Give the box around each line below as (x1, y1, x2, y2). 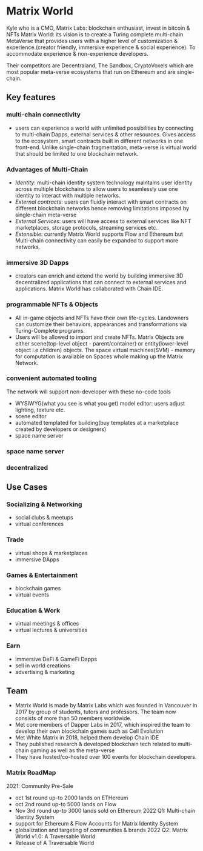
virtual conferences (15, 520, 64, 528)
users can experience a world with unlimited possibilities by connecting (15, 124, 194, 132)
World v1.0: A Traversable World (15, 832, 96, 840)
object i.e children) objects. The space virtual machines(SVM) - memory (15, 346, 196, 353)
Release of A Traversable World (15, 839, 95, 846)
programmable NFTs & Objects (6, 300, 99, 309)
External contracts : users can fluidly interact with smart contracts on (15, 198, 187, 205)
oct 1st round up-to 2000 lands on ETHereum (15, 794, 128, 801)
